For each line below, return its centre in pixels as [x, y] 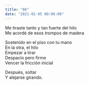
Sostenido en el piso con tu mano [38, 42]
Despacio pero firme [26, 57]
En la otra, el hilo [22, 47]
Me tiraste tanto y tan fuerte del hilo [41, 28]
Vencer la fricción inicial [29, 63]
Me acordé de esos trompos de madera [44, 33]
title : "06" [17, 9]
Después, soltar [21, 72]
